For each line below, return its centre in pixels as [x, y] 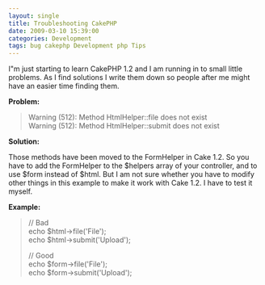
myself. [21, 191]
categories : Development [50, 38]
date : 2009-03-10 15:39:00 [54, 31]
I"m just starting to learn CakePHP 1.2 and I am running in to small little [126, 69]
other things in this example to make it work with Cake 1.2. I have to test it [130, 183]
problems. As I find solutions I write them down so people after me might [129, 78]
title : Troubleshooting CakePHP [63, 23]
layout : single [34, 16]
